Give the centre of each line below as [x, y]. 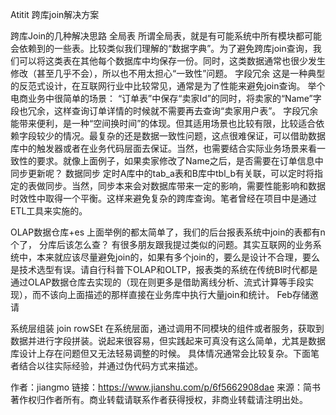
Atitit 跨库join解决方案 [55, 14]
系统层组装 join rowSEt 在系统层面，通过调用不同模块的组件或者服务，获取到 [167, 328]
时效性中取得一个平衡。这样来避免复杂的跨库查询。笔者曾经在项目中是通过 [163, 198]
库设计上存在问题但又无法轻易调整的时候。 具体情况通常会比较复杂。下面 [160, 353]
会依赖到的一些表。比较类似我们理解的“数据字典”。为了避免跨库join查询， [161, 48]
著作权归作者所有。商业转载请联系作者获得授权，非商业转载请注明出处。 [159, 399]
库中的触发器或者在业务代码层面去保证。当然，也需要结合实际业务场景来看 [163, 148]
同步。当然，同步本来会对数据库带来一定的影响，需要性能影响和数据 [185, 186]
